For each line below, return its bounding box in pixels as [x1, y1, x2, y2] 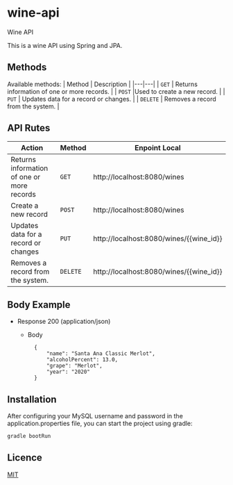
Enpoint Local [135, 142, 182, 152]
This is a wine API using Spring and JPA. [7, 41, 123, 49]
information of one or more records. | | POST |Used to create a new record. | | [7, 87, 225, 95]
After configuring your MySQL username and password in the [7, 412, 184, 420]
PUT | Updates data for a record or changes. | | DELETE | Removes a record [7, 94, 216, 103]
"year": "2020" [46, 368, 90, 376]
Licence [7, 452, 43, 463]
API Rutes [7, 122, 51, 134]
